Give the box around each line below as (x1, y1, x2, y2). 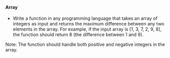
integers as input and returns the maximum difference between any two (12, 21, 164, 27)
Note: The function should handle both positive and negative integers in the (5, 41, 165, 48)
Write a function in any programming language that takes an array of (12, 15, 158, 21)
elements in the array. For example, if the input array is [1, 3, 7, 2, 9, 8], (12, 26, 162, 33)
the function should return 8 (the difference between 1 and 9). (12, 32, 144, 38)
